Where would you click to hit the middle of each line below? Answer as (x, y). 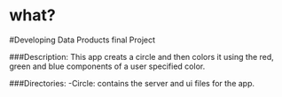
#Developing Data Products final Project (82, 40)
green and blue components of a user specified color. (107, 66)
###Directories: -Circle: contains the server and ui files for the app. (132, 83)
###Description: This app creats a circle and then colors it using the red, (142, 56)
